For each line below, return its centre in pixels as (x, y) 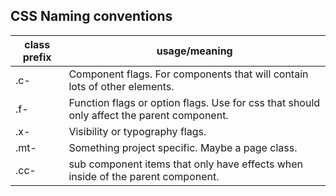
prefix (37, 57)
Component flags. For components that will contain (188, 74)
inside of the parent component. (144, 176)
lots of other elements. (121, 86)
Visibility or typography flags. (137, 131)
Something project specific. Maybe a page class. (183, 147)
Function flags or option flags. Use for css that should (194, 102)
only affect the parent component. (148, 115)
